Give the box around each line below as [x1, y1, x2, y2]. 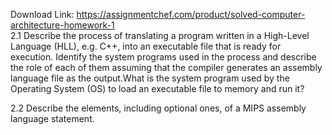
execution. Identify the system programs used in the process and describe [10, 51, 317, 63]
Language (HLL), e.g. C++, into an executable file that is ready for [10, 40, 282, 52]
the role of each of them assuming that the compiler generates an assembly [10, 62, 323, 73]
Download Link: [10, 9, 75, 20]
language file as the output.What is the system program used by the [10, 72, 290, 84]
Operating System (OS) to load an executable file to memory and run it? [10, 83, 305, 94]
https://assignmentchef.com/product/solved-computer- [76, 9, 306, 20]
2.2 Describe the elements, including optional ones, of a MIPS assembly [10, 102, 307, 114]
